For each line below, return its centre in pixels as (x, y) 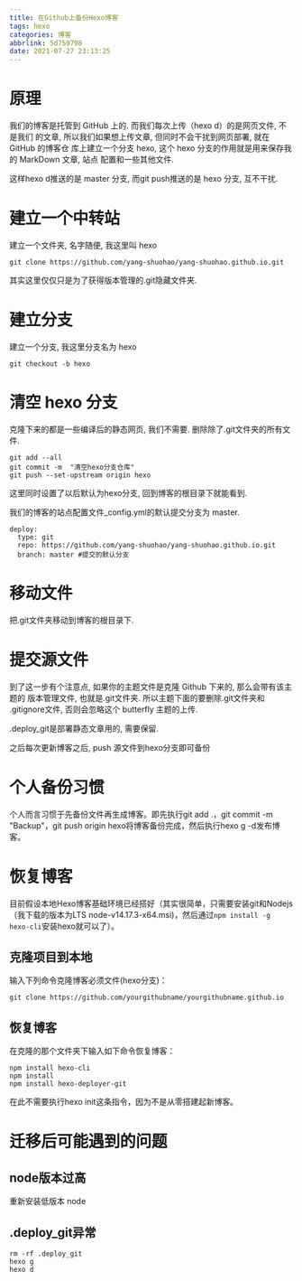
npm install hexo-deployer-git (68, 1084)
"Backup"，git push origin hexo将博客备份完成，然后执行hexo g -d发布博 (145, 825)
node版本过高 (48, 1178)
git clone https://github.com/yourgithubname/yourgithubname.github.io (146, 998)
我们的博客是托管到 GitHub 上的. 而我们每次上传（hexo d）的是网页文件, (143, 126)
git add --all (36, 457)
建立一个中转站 (65, 219)
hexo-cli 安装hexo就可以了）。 (64, 926)
